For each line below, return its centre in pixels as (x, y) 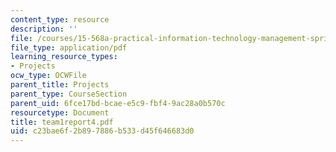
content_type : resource (60, 19)
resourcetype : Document (60, 112)
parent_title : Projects (60, 85)
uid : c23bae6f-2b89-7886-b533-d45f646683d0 (102, 131)
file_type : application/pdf (69, 47)
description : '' (44, 29)
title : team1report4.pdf (62, 122)
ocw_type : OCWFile (48, 76)
